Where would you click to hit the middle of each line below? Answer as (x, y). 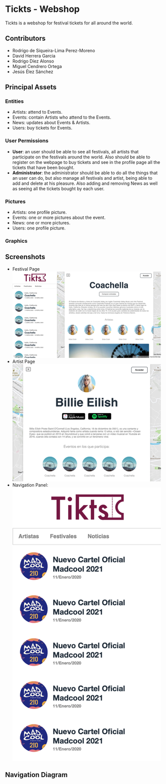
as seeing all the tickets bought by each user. (58, 188)
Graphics (16, 241)
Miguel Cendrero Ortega (37, 66)
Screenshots (25, 257)
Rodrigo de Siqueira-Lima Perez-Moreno (54, 50)
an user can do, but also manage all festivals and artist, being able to (82, 178)
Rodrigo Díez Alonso (33, 61)
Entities (14, 101)
